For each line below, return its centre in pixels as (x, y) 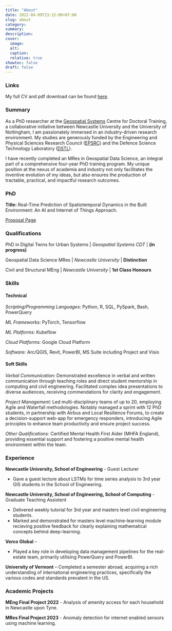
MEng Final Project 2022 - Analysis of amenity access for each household (84, 602)
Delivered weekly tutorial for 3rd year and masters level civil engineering (89, 510)
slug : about (18, 20)
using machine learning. (31, 623)
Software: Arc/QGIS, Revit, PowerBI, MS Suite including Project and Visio (82, 352)
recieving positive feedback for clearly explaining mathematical (80, 526)
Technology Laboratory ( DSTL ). (39, 148)
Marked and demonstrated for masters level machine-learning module (87, 521)
